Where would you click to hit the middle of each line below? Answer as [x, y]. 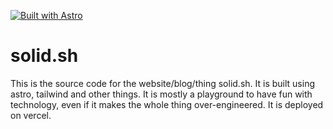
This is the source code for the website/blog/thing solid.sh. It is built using [162, 83]
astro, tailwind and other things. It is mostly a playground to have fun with [161, 94]
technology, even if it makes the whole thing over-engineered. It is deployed [167, 104]
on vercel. [31, 115]
